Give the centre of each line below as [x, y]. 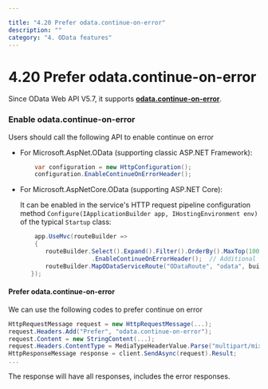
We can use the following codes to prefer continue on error [106, 309]
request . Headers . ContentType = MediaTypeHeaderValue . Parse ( [110, 346]
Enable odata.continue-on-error [72, 120]
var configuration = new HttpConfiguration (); [113, 167]
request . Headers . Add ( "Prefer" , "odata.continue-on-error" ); [110, 332]
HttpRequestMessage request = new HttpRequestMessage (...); [110, 324]
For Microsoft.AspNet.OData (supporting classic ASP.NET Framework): [136, 152]
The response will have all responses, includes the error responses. [119, 376]
